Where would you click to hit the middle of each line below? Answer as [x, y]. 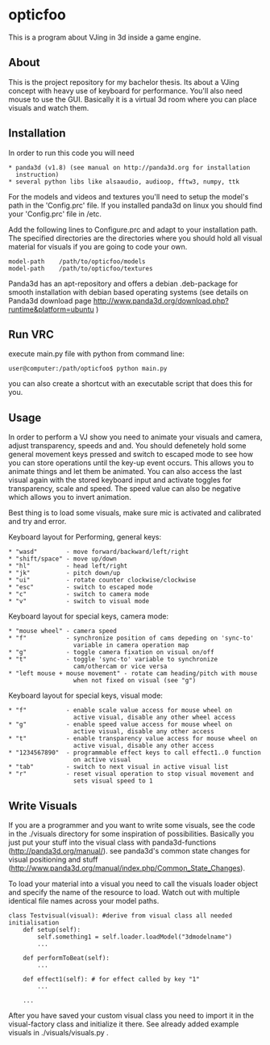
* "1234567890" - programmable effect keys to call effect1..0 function [135, 753]
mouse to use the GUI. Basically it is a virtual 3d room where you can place [133, 99]
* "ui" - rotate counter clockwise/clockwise [102, 580]
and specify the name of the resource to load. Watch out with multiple [124, 892]
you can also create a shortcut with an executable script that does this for [131, 384]
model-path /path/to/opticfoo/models [77, 261]
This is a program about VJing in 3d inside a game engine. [105, 37]
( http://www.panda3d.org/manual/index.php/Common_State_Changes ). [127, 868]
